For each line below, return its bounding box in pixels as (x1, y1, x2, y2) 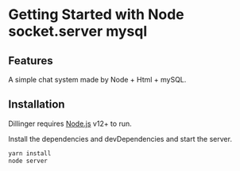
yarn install (8, 149, 52, 158)
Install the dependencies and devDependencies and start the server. (8, 134, 233, 143)
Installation (8, 97, 65, 112)
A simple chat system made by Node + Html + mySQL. (8, 75, 187, 84)
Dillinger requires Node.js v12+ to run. (8, 119, 133, 128)
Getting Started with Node (8, 6, 184, 24)
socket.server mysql (8, 22, 148, 40)
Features (8, 54, 53, 67)
